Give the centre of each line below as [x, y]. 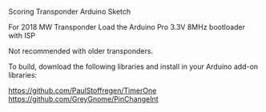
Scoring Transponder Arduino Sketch [69, 12]
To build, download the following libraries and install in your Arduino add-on [133, 66]
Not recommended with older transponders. [81, 51]
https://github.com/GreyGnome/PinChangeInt [83, 99]
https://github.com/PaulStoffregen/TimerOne [83, 90]
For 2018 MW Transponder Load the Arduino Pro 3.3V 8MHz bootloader [127, 27]
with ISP [22, 36]
